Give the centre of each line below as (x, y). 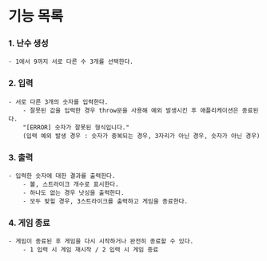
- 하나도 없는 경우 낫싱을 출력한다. (74, 193)
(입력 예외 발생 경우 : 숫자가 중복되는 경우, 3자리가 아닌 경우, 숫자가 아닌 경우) (141, 136)
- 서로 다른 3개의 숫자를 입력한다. (58, 102)
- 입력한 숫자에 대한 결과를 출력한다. (62, 176)
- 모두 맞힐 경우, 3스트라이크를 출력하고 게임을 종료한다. (105, 202)
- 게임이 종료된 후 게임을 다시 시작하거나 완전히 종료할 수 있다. (101, 241)
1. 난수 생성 (28, 43)
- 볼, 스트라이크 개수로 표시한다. (71, 184)
